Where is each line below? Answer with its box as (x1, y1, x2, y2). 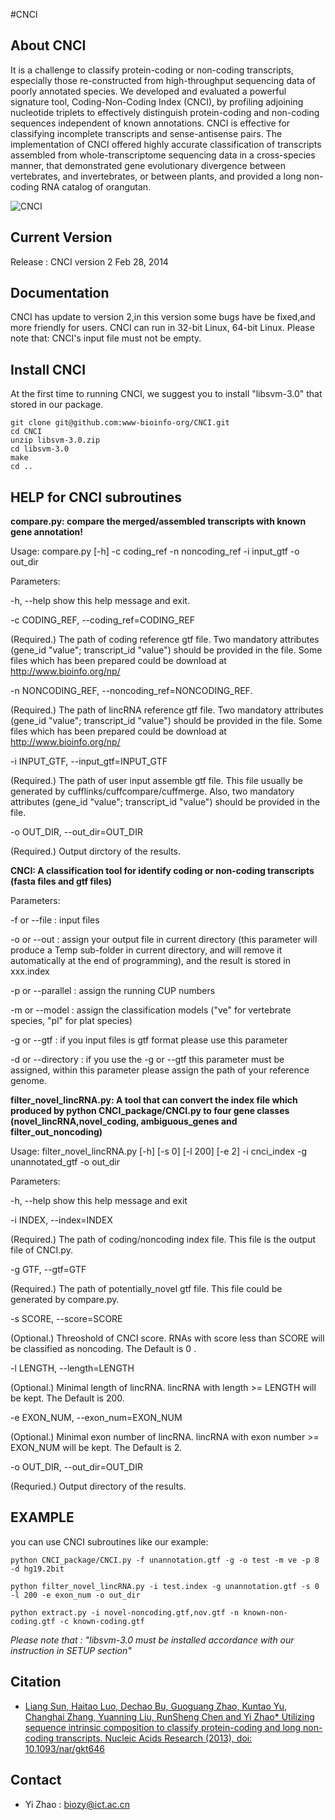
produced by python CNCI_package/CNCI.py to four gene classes (10, 1105, 290, 1117)
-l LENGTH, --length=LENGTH (10, 1362, 135, 1374)
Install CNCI (10, 361, 87, 378)
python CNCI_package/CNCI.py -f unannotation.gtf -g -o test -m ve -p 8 (10, 1555, 320, 1565)
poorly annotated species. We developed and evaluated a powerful (10, 85, 287, 97)
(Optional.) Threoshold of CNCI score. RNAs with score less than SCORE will (10, 1332, 325, 1344)
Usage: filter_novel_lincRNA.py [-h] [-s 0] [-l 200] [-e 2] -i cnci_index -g (10, 1145, 308, 1158)
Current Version (10, 229, 113, 246)
